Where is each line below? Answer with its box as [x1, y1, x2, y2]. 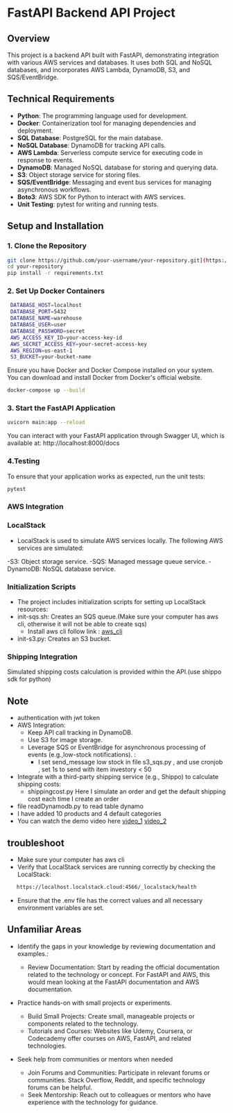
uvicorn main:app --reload [7, 419, 85, 426]
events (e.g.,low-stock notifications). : [27, 751, 137, 759]
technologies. [27, 1041, 67, 1050]
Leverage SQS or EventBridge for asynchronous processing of [27, 743, 206, 751]
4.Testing [7, 456, 40, 466]
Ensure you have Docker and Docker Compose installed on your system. [7, 366, 214, 374]
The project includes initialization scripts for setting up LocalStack [17, 598, 206, 606]
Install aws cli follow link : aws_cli [27, 627, 123, 636]
